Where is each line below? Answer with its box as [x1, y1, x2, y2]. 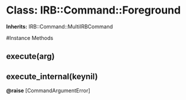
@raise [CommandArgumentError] [6, 87, 90, 94]
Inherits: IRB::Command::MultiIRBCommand [6, 23, 113, 30]
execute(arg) [6, 51, 55, 62]
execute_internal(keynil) [6, 71, 99, 81]
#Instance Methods [6, 34, 54, 41]
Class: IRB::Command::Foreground [6, 4, 181, 17]
